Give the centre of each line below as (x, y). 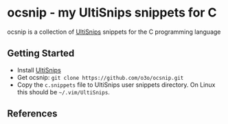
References (32, 114)
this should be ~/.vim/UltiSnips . (63, 92)
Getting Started (41, 53)
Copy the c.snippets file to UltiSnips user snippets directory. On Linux (116, 85)
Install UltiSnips (39, 70)
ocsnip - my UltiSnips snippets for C (112, 13)
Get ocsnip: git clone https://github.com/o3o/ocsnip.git (100, 77)
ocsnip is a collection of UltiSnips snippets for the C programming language (114, 32)
